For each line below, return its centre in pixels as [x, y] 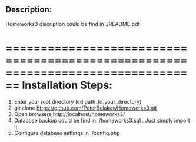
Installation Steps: [67, 85]
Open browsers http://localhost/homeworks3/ [69, 114]
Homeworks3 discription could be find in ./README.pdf [73, 24]
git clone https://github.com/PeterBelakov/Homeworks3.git [85, 108]
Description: [29, 10]
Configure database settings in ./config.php [67, 133]
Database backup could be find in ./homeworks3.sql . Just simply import [102, 120]
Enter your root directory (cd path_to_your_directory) [78, 101]
